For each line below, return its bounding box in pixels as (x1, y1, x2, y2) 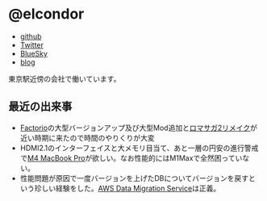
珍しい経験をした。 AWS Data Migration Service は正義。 (34, 183, 221, 193)
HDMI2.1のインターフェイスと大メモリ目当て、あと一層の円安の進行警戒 (19, 143, 259, 153)
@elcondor (8, 5, 85, 23)
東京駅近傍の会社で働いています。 (8, 73, 121, 83)
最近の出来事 (8, 100, 73, 114)
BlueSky (19, 48, 48, 58)
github (19, 31, 42, 41)
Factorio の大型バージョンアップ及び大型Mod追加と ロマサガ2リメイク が (19, 123, 258, 132)
